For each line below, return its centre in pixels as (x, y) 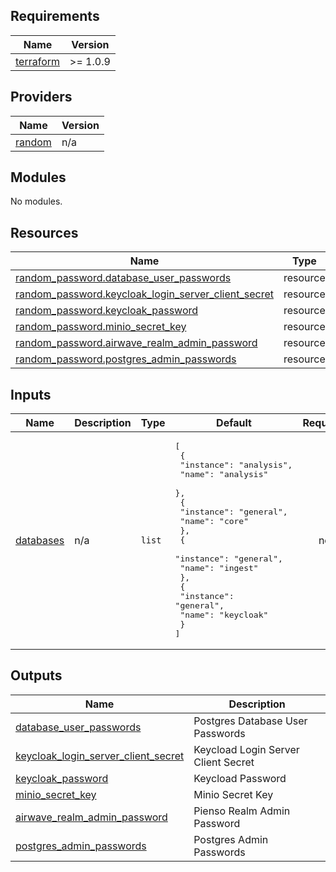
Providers (41, 97)
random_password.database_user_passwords (123, 278)
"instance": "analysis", (236, 465)
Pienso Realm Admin (242, 811)
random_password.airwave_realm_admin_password (136, 343)
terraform (38, 61)
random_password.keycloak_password (107, 311)
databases (40, 540)
